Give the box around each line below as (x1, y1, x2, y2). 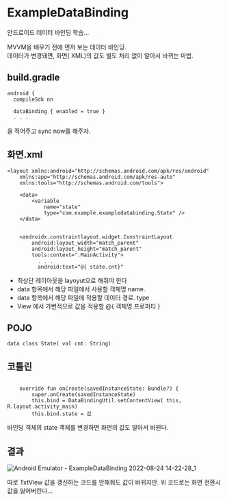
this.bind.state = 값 (31, 411, 92, 417)
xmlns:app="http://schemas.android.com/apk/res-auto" (19, 173, 176, 180)
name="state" (43, 204, 81, 210)
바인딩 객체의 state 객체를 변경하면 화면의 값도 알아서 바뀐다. (7, 424, 169, 432)
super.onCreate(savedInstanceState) (31, 391, 136, 398)
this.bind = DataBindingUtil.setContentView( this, (31, 398, 183, 404)
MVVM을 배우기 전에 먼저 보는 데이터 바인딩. (7, 42, 126, 51)
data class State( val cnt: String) (7, 341, 111, 347)
